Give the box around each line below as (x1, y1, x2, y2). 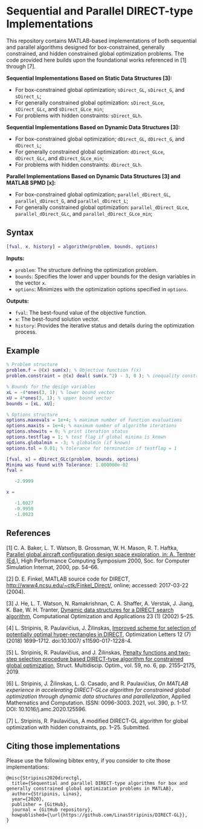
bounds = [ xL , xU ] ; (6, 401, 56, 407)
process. (14, 328, 37, 335)
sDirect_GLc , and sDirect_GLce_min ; (14, 105, 104, 112)
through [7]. (6, 62, 36, 70)
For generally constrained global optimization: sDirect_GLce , (14, 98, 165, 106)
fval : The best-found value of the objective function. (14, 309, 147, 316)
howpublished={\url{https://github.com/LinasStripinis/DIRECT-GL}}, (11, 812, 188, 818)
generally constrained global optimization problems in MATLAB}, (6, 785, 174, 792)
